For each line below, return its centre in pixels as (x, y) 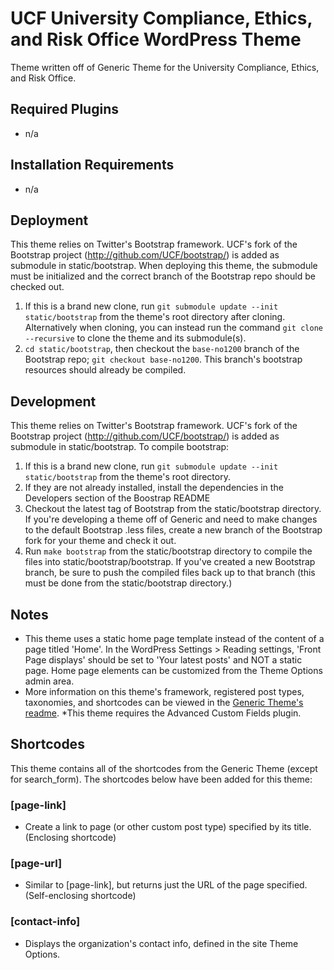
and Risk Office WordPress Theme (156, 39)
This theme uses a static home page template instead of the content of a (174, 638)
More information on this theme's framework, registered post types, (164, 691)
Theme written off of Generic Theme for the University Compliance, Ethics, (165, 67)
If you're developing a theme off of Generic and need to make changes (171, 519)
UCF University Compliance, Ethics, (161, 18)
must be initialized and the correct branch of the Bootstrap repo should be (163, 276)
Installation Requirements (92, 165)
